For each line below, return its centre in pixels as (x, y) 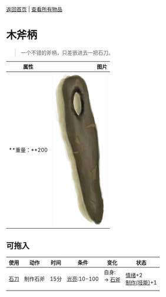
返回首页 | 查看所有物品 (34, 9)
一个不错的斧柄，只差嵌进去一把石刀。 (67, 52)
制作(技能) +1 (141, 283)
